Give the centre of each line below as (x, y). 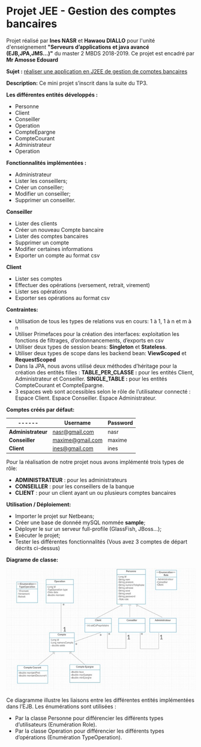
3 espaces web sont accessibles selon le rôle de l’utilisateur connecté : (103, 391)
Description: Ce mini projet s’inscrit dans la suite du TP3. (77, 83)
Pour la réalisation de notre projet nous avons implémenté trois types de (95, 462)
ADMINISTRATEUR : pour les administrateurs (71, 480)
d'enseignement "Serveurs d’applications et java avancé (78, 47)
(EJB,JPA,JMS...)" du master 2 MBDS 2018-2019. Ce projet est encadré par (100, 53)
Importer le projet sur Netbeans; (55, 516)
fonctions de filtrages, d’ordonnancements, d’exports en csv (89, 340)
